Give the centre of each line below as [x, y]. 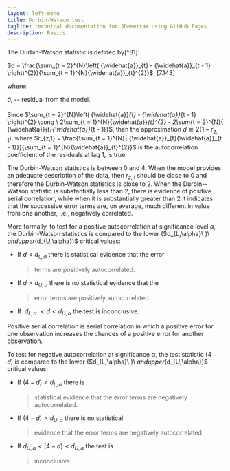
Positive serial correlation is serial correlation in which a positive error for [111, 326]
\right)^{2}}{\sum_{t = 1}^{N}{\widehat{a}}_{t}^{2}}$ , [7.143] [91, 73]
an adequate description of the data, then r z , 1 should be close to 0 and [107, 176]
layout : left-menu [33, 13]
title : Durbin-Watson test [46, 20]
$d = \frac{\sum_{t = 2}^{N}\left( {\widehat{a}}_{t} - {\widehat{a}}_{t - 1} [109, 65]
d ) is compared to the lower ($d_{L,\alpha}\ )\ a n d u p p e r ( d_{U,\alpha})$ [107, 362]
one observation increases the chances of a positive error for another [105, 333]
